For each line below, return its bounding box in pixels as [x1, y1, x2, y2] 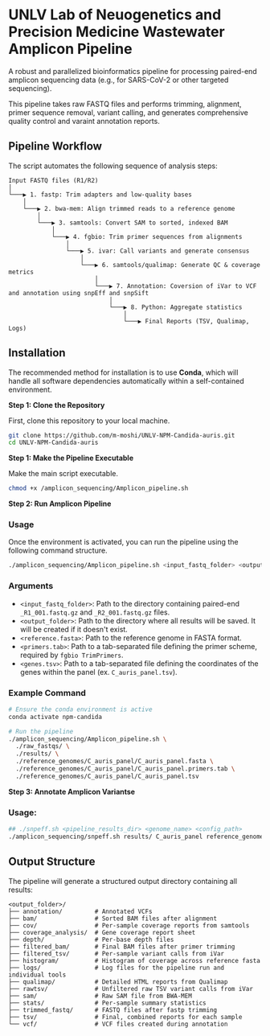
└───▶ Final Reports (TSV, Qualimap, [123, 317, 250, 325]
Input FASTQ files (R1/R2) [8, 176, 99, 184]
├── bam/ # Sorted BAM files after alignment [8, 915, 218, 923]
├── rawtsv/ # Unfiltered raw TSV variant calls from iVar [8, 985, 253, 993]
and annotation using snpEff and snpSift [8, 289, 149, 297]
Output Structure [8, 855, 96, 869]
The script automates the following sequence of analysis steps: [8, 161, 219, 171]
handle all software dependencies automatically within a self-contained [8, 376, 244, 385]
